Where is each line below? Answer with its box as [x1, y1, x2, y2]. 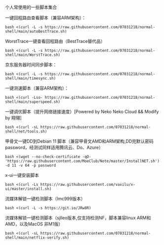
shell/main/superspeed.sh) [5, 99, 61, 104]
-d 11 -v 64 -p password [5, 163, 56, 168]
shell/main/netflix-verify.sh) [5, 235, 69, 240]
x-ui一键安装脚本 [5, 172, 39, 178]
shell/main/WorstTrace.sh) [5, 52, 61, 57]
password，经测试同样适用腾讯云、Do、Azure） [5, 145, 103, 150]
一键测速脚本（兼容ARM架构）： [5, 85, 69, 91]
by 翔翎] [5, 115, 22, 121]
